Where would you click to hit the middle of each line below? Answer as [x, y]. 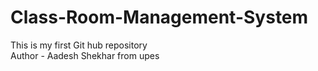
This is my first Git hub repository [79, 45]
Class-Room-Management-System [159, 17]
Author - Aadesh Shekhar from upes [85, 55]
